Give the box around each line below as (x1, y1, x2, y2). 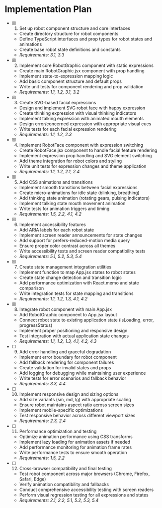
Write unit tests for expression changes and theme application (19, 163, 147, 169)
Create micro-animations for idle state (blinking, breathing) (19, 190, 140, 196)
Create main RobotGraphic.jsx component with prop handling (19, 67, 145, 73)
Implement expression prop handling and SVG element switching (19, 152, 152, 158)
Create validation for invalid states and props (19, 364, 111, 370)
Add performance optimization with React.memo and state (19, 279, 139, 285)
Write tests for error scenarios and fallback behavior (19, 375, 126, 381)
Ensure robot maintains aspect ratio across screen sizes (19, 402, 135, 408)
